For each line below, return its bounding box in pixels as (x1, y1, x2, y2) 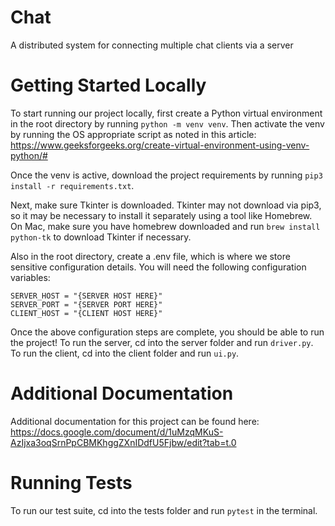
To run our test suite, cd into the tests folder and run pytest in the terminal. (10, 504, 318, 516)
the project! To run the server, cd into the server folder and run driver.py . (10, 336, 314, 348)
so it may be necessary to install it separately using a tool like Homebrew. (10, 209, 313, 221)
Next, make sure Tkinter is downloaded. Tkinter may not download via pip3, (10, 199, 322, 211)
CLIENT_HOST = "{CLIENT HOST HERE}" (10, 308, 163, 318)
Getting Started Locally (10, 74, 207, 97)
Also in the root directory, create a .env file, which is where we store (10, 250, 291, 262)
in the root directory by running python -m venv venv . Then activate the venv (10, 117, 325, 130)
